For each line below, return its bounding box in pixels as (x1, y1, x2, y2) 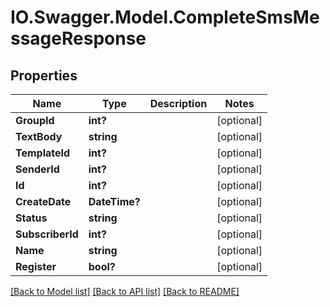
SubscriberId (15, 227, 79, 241)
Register (15, 260, 57, 273)
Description (149, 97, 208, 110)
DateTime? (88, 195, 141, 208)
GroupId (15, 114, 55, 127)
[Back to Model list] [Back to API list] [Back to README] (10, 286, 240, 297)
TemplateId (15, 146, 71, 160)
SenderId (15, 162, 60, 176)
